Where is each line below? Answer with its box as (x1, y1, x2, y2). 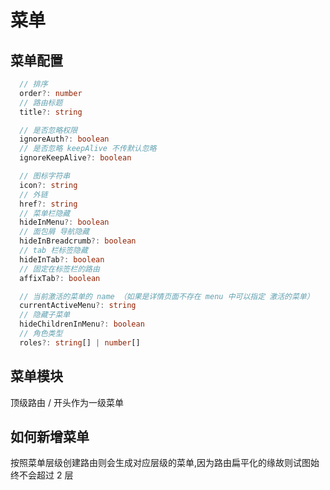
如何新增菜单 (10, 428, 90, 445)
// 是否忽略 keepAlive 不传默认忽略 (19, 144, 157, 154)
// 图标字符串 (19, 171, 71, 181)
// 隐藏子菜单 (19, 310, 71, 320)
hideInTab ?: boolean (19, 254, 105, 265)
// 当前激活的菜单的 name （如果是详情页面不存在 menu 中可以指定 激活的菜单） (19, 291, 315, 301)
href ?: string (19, 199, 78, 209)
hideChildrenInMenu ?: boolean (19, 319, 145, 330)
